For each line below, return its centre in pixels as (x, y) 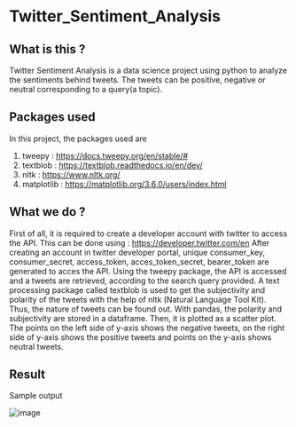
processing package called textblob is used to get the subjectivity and (137, 289)
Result (27, 375)
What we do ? (47, 212)
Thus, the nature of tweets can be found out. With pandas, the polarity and (145, 309)
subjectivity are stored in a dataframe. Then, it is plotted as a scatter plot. (143, 318)
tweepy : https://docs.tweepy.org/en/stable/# (105, 155)
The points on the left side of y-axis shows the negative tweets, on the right (147, 328)
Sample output (36, 396)
